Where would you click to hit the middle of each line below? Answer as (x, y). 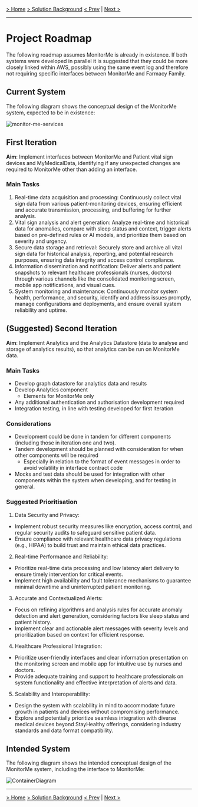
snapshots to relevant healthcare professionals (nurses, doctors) (93, 272)
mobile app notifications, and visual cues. (65, 285)
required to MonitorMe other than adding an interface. (72, 169)
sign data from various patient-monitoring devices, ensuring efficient (98, 203)
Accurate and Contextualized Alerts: (59, 598)
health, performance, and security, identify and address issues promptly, (103, 297)
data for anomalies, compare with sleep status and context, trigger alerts (103, 228)
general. (25, 487)
